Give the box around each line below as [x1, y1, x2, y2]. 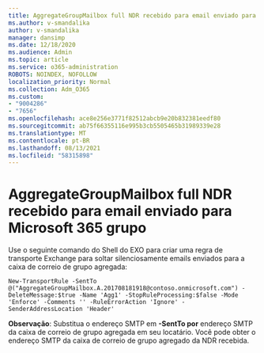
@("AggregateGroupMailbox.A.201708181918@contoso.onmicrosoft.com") [8, 284, 239, 293]
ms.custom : [8, 93, 44, 101]
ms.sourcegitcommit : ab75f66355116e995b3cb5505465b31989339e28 [8, 122, 221, 130]
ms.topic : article [8, 56, 69, 64]
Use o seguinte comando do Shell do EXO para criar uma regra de [8, 245, 224, 255]
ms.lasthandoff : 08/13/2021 [8, 144, 101, 152]
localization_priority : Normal [8, 78, 111, 85]
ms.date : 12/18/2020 [8, 41, 77, 49]
